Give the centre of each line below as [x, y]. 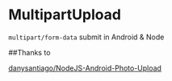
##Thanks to [29, 52]
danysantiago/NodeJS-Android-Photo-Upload [85, 68]
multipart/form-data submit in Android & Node [86, 37]
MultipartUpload [65, 15]
